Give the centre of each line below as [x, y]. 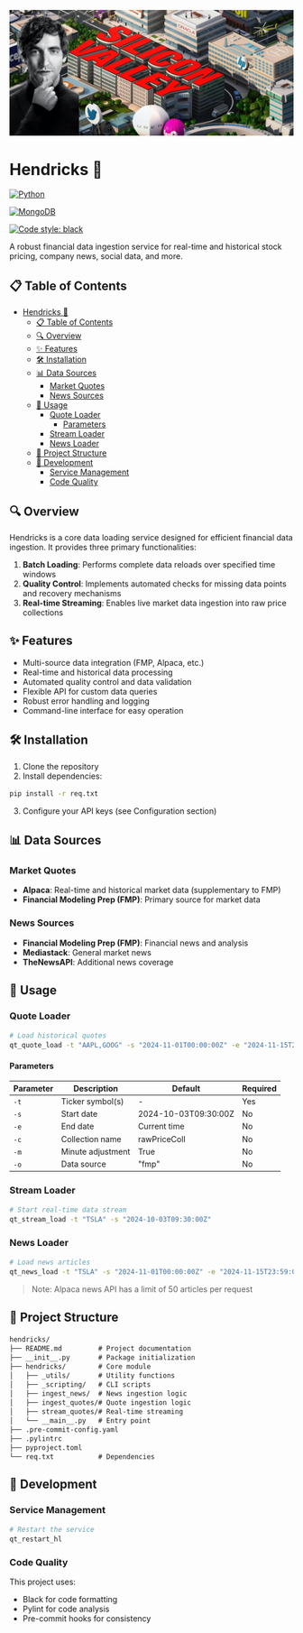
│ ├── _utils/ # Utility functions [92, 1375]
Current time [161, 1126]
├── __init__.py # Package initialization [102, 1357]
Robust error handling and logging [86, 701]
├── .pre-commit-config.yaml [64, 1430]
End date [78, 1126]
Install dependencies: [62, 776]
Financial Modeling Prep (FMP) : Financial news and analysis [135, 943]
